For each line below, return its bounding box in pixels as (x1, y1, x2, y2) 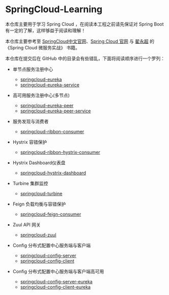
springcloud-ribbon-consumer (20, 128, 84, 134)
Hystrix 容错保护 (12, 139, 47, 145)
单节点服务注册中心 (12, 66, 53, 72)
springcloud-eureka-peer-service (20, 108, 91, 114)
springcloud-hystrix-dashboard (20, 169, 87, 176)
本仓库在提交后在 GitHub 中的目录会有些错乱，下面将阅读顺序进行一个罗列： (5, 55, 165, 62)
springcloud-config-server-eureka (20, 278, 93, 284)
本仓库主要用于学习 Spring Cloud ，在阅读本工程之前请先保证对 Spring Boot (5, 21, 164, 27)
